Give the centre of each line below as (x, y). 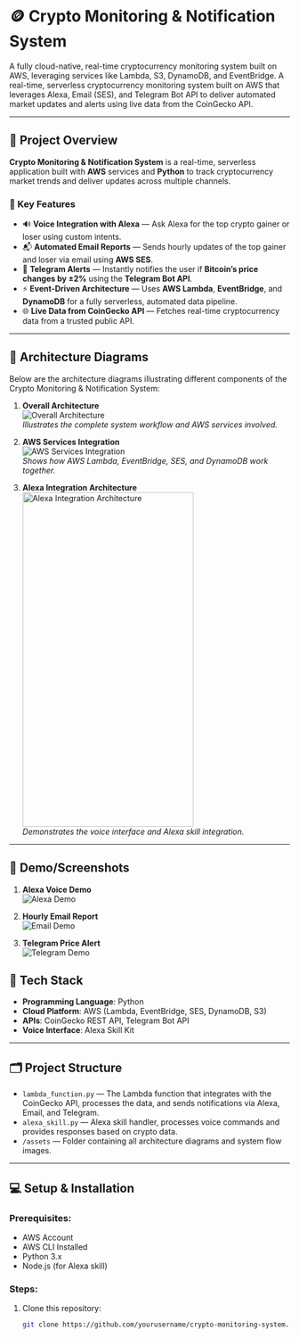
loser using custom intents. (72, 237)
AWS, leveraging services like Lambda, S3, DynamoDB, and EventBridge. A (147, 75)
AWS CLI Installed (55, 1247)
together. (39, 470)
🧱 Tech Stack (46, 981)
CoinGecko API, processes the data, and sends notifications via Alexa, (151, 1103)
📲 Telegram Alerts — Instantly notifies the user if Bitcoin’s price (140, 269)
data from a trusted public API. (78, 321)
